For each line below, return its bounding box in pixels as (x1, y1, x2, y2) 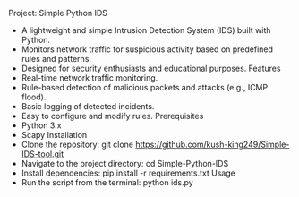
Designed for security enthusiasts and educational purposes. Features (21, 63, 281, 73)
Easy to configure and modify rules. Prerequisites (21, 111, 204, 121)
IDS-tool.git (21, 149, 64, 159)
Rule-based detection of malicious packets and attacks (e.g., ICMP (21, 82, 269, 92)
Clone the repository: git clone (21, 139, 133, 150)
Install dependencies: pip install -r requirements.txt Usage (21, 167, 236, 178)
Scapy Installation (21, 130, 88, 140)
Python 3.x (21, 120, 62, 131)
